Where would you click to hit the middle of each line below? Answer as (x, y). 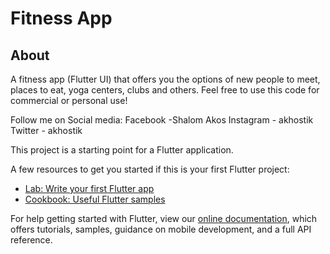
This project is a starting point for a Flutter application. (122, 150)
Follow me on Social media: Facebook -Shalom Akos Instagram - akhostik (162, 120)
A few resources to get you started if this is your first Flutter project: (150, 169)
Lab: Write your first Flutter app (89, 188)
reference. (31, 240)
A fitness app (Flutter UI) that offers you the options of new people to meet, (165, 79)
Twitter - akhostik (46, 130)
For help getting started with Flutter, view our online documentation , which (164, 218)
